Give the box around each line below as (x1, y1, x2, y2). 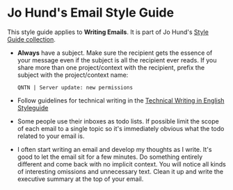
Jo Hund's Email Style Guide (7, 5, 175, 21)
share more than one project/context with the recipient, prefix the (17, 63, 205, 71)
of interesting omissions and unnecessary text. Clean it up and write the (17, 167, 224, 175)
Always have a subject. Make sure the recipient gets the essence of (17, 49, 213, 57)
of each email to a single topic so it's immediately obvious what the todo (17, 124, 225, 132)
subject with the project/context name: (17, 71, 129, 79)
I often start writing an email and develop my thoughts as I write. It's (17, 145, 212, 153)
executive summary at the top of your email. (17, 175, 144, 183)
